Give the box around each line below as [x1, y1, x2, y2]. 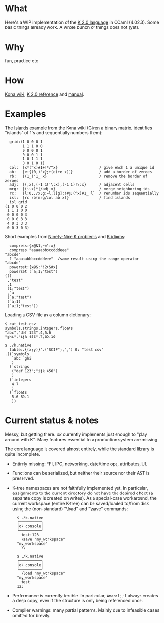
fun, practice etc [5, 57, 39, 64]
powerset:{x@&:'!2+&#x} [9, 264, 58, 270]
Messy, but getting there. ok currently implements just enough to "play [5, 431, 148, 437]
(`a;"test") [7, 295, 32, 300]
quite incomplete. [5, 451, 40, 457]
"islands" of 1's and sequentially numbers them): [5, 130, 103, 135]
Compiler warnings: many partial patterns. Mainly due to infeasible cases [12, 607, 160, 613]
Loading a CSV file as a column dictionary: [5, 312, 91, 318]
